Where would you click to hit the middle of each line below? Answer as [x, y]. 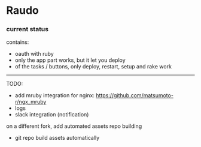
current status [28, 29]
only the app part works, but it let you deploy [70, 60]
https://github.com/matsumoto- [134, 95]
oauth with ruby [34, 54]
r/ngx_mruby [31, 102]
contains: [18, 42]
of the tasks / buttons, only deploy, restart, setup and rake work [93, 67]
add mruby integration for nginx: [54, 95]
